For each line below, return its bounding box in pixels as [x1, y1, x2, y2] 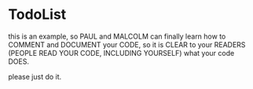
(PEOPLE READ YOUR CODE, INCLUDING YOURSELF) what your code [8, 48, 235, 57]
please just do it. [8, 72, 62, 81]
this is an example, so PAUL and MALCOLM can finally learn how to [8, 32, 226, 41]
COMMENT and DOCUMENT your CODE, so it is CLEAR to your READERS [8, 39, 246, 49]
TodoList [8, 6, 67, 24]
